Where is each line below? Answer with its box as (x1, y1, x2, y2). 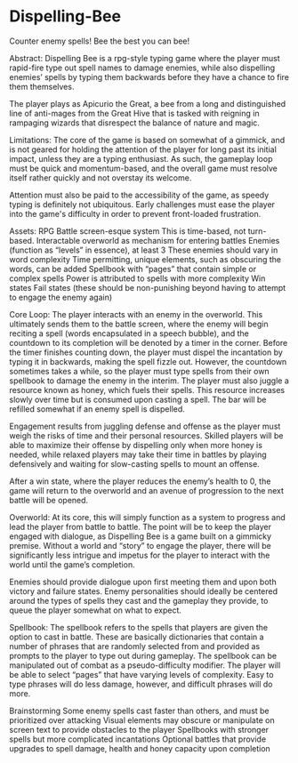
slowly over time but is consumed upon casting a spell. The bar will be (9, 394, 267, 405)
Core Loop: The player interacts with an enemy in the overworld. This (9, 309, 263, 319)
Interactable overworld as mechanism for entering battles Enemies (36, 235, 280, 245)
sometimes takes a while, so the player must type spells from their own (9, 365, 270, 376)
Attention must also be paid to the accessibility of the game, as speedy (9, 189, 270, 200)
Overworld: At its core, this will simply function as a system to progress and (9, 511, 286, 522)
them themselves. (9, 81, 75, 92)
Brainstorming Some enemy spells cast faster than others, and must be (9, 705, 270, 716)
